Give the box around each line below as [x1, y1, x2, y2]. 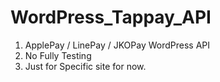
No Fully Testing [24, 49, 92, 61]
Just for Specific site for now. [24, 60, 147, 72]
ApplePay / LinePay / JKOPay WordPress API [24, 39, 211, 51]
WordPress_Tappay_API [10, 6, 212, 29]
